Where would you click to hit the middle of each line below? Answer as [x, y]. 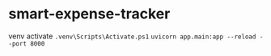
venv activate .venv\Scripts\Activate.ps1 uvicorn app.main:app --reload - [136, 36]
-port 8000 [27, 44]
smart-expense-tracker [89, 14]
